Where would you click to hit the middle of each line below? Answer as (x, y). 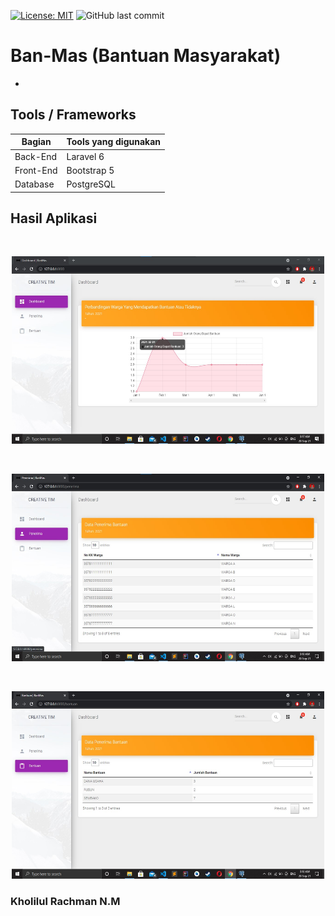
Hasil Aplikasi (54, 218)
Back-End (36, 156)
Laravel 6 (85, 156)
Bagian (36, 142)
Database (34, 184)
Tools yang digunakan (114, 142)
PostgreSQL (91, 184)
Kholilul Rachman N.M (65, 902)
